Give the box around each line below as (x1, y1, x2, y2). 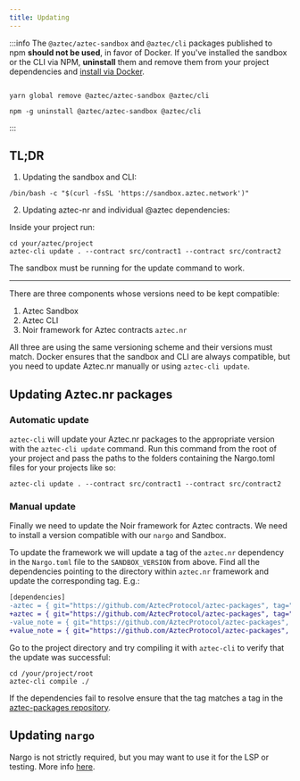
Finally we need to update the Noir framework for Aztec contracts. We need (9, 520, 287, 531)
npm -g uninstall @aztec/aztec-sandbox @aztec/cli (9, 106, 202, 116)
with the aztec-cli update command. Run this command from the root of (9, 444, 278, 454)
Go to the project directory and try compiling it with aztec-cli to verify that (9, 642, 285, 652)
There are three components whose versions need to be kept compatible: (9, 288, 279, 299)
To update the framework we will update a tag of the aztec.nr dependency (9, 547, 284, 558)
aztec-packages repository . (9, 702, 112, 712)
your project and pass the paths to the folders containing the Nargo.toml (9, 453, 275, 464)
